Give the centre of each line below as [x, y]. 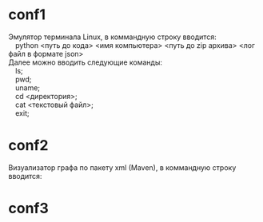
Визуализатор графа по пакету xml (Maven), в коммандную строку [122, 167]
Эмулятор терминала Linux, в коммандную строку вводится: [113, 37]
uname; [28, 87]
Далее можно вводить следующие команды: [85, 62]
